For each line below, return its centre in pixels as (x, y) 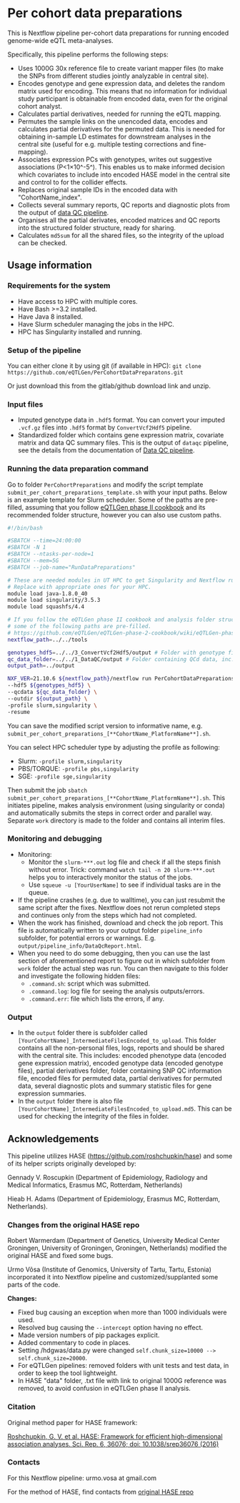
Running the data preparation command (78, 469)
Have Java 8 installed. (50, 317)
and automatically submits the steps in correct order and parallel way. (110, 813)
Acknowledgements (53, 1139)
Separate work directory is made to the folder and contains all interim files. (116, 820)
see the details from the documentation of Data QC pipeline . (106, 450)
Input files (25, 404)
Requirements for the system (59, 286)
